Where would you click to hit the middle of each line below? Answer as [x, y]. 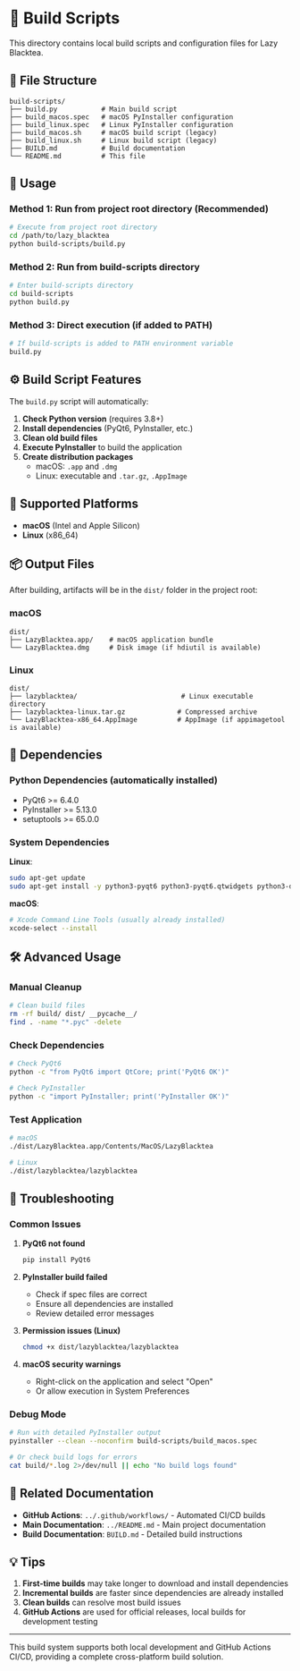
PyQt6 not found [54, 1243]
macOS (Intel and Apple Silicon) [81, 525]
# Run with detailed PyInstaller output [86, 1433]
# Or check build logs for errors [74, 1457]
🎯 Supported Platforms [74, 504]
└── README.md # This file [77, 156]
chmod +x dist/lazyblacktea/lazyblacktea [100, 1347]
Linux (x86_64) [50, 535]
